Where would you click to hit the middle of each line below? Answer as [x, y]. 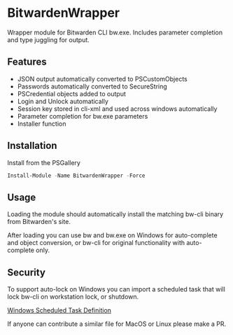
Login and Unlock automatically [63, 101]
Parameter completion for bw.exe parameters [83, 116]
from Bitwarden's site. [39, 222]
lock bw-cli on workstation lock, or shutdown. [73, 297]
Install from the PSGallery [44, 162]
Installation [32, 146]
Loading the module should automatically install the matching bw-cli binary [115, 214]
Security [26, 272]
